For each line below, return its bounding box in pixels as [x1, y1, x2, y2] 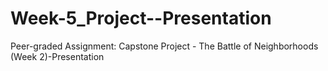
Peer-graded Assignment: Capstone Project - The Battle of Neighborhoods [10, 40, 319, 52]
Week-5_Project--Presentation [10, 7, 272, 30]
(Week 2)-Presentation [10, 50, 105, 62]
